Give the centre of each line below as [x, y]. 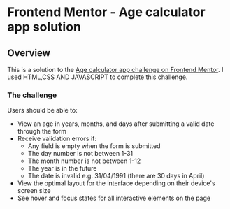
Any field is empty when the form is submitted [94, 146]
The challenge [32, 95]
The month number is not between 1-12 [84, 161]
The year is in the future [62, 168]
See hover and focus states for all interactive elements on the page [114, 198]
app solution [44, 27]
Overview [29, 53]
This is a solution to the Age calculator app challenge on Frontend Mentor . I [115, 70]
